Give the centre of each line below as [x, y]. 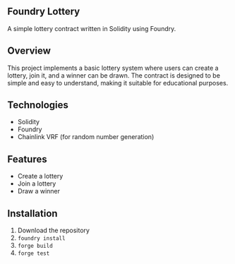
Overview [29, 51]
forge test [34, 253]
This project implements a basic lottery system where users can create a [113, 68]
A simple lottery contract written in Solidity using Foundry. [92, 28]
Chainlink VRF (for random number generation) [86, 137]
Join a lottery [37, 184]
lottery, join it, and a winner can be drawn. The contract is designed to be [114, 75]
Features [27, 159]
